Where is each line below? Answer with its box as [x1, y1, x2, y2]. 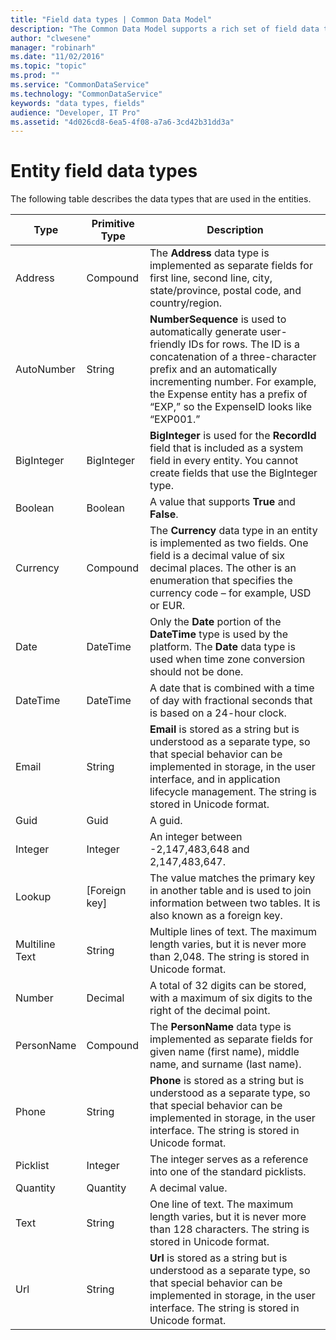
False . [149, 507, 179, 521]
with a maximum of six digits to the [149, 991, 313, 1005]
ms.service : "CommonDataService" [10, 80, 150, 90]
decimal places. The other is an [149, 561, 297, 575]
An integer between [149, 830, 243, 844]
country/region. [149, 296, 223, 310]
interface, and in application [149, 772, 281, 786]
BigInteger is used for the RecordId [149, 429, 317, 443]
